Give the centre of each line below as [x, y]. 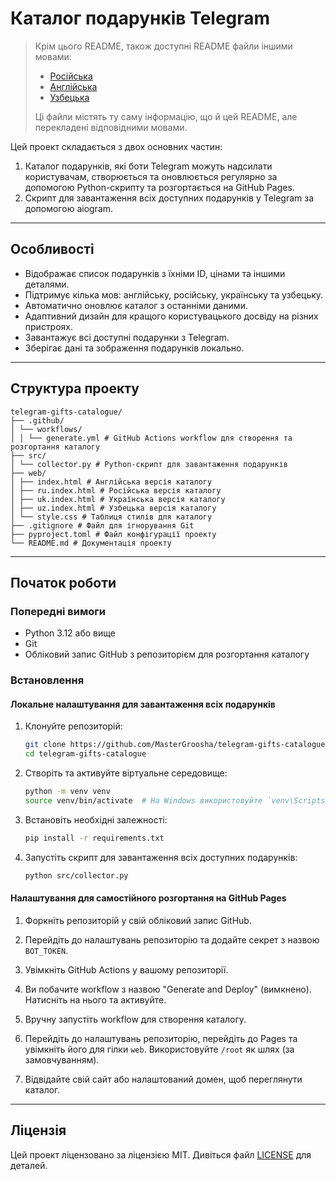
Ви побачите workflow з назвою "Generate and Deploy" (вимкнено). [168, 989]
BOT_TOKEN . [46, 950]
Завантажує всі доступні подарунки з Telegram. [127, 337]
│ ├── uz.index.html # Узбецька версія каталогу [113, 508]
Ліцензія [38, 1130]
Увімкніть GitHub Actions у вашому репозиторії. [126, 969]
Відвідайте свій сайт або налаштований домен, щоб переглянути [163, 1079]
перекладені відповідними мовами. [111, 127]
